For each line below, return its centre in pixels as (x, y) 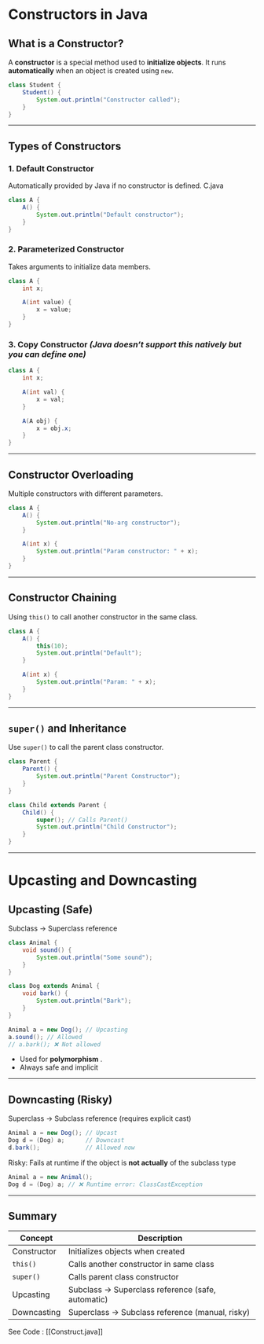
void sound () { (47, 950)
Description (160, 1238)
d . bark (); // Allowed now (71, 1148)
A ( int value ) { (47, 303)
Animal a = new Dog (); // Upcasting (68, 1030)
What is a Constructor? (66, 44)
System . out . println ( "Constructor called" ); (108, 100)
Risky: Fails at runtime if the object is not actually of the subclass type (122, 1162)
